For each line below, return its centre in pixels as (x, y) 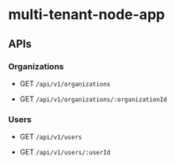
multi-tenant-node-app (87, 15)
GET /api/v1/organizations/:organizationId (93, 99)
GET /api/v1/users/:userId (65, 152)
